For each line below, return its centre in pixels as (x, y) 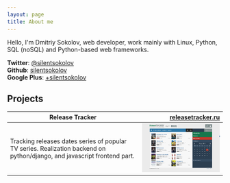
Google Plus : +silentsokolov (47, 77)
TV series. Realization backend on (58, 149)
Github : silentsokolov (37, 70)
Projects (25, 98)
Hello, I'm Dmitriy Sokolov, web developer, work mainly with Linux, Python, (112, 42)
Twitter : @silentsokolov (40, 62)
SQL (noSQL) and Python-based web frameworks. (78, 49)
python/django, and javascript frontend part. (72, 156)
